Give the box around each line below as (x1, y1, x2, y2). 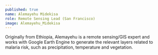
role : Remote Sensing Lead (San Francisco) (5, 16, 96, 21)
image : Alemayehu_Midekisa (5, 20, 60, 26)
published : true (5, 7, 38, 12)
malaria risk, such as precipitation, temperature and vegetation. (5, 44, 133, 50)
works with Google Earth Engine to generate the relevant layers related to (5, 39, 153, 45)
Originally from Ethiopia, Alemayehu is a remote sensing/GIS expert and (5, 34, 150, 40)
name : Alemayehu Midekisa (5, 12, 58, 17)
